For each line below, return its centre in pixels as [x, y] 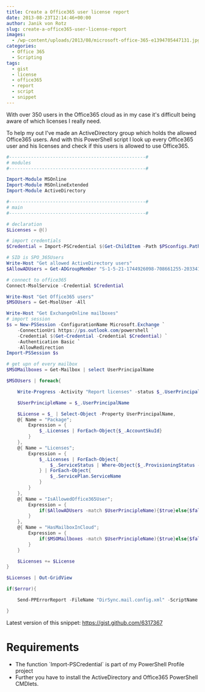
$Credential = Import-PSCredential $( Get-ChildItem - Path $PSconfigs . [98, 247]
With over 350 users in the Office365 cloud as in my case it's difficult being [101, 114]
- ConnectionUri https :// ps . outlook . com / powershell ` [86, 330]
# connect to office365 [37, 280]
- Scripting [27, 57]
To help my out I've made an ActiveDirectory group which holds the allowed [102, 133]
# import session [28, 319]
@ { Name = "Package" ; [45, 420]
